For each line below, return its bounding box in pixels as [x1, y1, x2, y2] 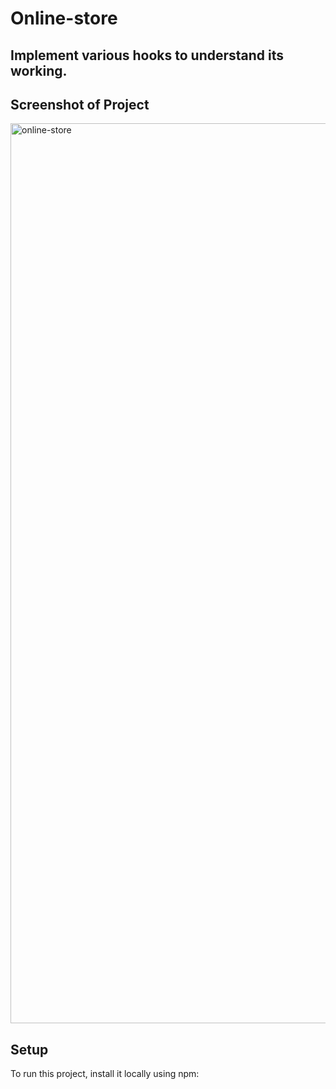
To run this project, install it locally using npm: [10, 1068, 200, 1080]
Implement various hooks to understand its [10, 47, 285, 64]
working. [10, 62, 68, 79]
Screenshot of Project [10, 96, 150, 113]
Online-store [10, 7, 118, 30]
